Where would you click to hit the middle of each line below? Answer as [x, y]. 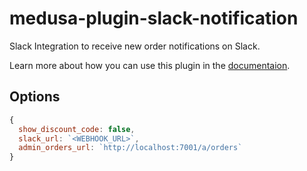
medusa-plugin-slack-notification [154, 18]
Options [35, 97]
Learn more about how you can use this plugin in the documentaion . [150, 65]
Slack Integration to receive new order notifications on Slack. [135, 46]
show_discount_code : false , [77, 129]
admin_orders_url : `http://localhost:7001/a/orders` [130, 148]
